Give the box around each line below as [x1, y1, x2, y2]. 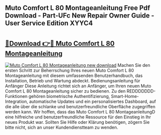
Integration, [5, 98, 28, 104]
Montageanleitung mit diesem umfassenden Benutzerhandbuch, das [5, 73, 143, 78]
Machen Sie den [117, 62, 150, 68]
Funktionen [5, 94, 28, 99]
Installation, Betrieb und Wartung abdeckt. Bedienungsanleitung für [5, 78, 141, 83]
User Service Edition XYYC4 [5, 19, 93, 27]
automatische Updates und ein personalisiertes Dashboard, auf [29, 98, 156, 104]
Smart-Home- [111, 94, 139, 99]
